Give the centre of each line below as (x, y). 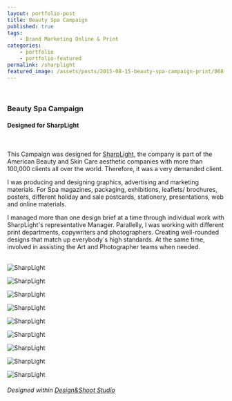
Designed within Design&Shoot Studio (61, 390)
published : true (30, 26)
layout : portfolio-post (41, 13)
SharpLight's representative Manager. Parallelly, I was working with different (116, 224)
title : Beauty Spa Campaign (48, 20)
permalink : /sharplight (41, 65)
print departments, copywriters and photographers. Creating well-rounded (113, 232)
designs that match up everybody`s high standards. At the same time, (106, 239)
